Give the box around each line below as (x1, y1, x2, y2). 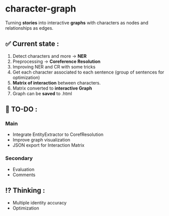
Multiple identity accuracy (12, 199, 67, 205)
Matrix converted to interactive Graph (12, 85, 92, 91)
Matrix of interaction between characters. (12, 80, 101, 86)
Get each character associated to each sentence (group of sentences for (12, 69, 164, 75)
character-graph (5, 3, 77, 15)
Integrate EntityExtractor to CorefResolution (12, 131, 104, 137)
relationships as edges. (5, 25, 54, 31)
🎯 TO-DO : (5, 105, 38, 114)
